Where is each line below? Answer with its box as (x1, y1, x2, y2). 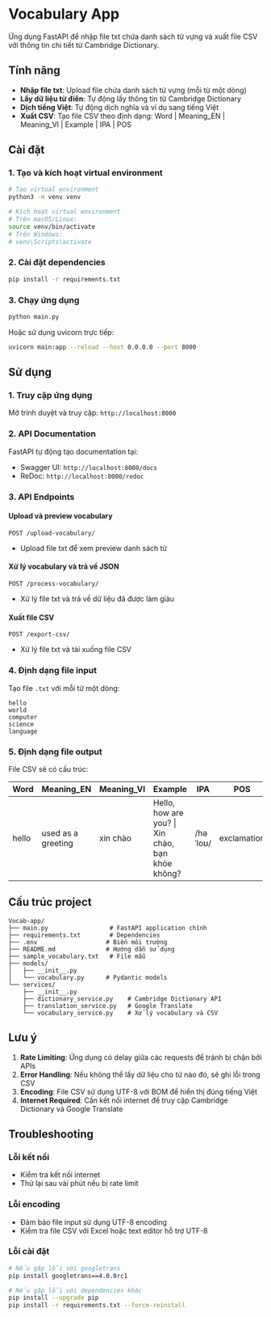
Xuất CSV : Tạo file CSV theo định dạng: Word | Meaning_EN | (19, 111, 226, 121)
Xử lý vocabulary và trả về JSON (8, 561, 119, 571)
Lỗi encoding (8, 1199, 60, 1210)
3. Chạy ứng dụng (8, 294, 80, 306)
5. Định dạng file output (8, 746, 102, 757)
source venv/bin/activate (8, 222, 95, 231)
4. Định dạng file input (8, 665, 97, 676)
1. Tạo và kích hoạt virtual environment (8, 167, 163, 179)
